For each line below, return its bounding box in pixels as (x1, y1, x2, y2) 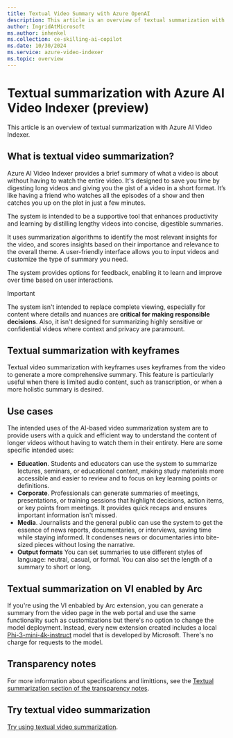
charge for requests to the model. (7, 638, 103, 646)
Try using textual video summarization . (7, 723, 119, 731)
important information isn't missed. (17, 511, 118, 519)
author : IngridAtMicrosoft (7, 23, 85, 30)
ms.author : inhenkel (7, 29, 67, 37)
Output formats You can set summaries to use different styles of (17, 548, 203, 556)
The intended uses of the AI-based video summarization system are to (7, 424, 209, 433)
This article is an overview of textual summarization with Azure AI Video (7, 123, 213, 131)
